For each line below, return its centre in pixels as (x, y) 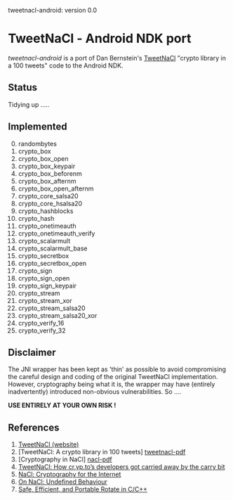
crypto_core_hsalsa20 (50, 203)
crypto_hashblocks (46, 211)
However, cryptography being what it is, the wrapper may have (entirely (112, 384)
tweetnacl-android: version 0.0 (53, 10)
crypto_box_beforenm (50, 173)
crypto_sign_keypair (47, 286)
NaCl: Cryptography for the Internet (69, 475)
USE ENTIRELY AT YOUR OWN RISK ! (62, 405)
